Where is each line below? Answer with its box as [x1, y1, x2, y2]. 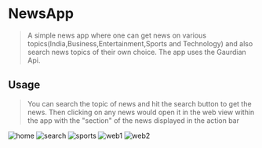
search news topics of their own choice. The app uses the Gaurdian [27, 47, 247, 56]
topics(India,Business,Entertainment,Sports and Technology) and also [27, 38, 253, 48]
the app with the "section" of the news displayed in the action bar [27, 115, 239, 125]
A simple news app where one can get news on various [27, 31, 206, 40]
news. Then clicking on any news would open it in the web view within [27, 107, 255, 117]
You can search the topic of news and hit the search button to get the [27, 99, 253, 108]
